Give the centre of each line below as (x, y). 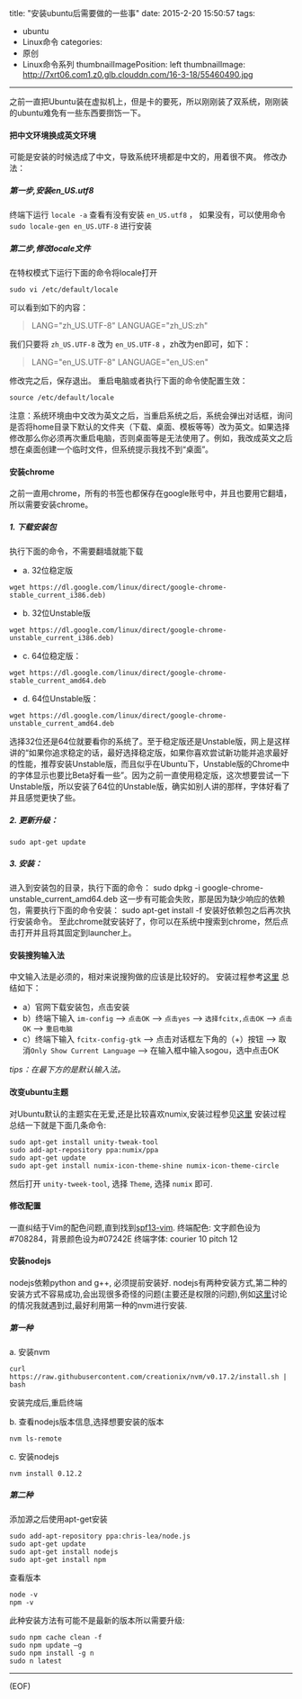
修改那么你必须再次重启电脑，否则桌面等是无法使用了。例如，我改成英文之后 (151, 438)
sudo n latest (36, 1661)
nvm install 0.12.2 (46, 1474)
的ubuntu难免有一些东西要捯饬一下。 (78, 113)
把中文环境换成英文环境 (53, 135)
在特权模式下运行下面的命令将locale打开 (84, 273)
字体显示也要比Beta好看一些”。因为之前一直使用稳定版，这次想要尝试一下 (153, 775)
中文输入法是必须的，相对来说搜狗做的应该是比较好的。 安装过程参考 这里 (144, 977)
